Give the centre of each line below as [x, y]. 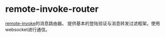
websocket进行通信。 [28, 29]
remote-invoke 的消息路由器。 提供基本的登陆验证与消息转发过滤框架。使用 [82, 23]
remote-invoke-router [52, 9]
